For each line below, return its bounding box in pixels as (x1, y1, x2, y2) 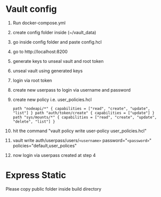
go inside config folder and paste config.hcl (12, 39, 102, 45)
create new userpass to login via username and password (12, 87, 131, 93)
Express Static (5, 170, 66, 181)
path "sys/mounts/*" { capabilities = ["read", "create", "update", (12, 115, 157, 120)
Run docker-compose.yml (12, 20, 66, 26)
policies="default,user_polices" (12, 143, 77, 148)
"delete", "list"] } (12, 119, 55, 124)
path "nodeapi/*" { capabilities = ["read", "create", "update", (12, 106, 150, 111)
